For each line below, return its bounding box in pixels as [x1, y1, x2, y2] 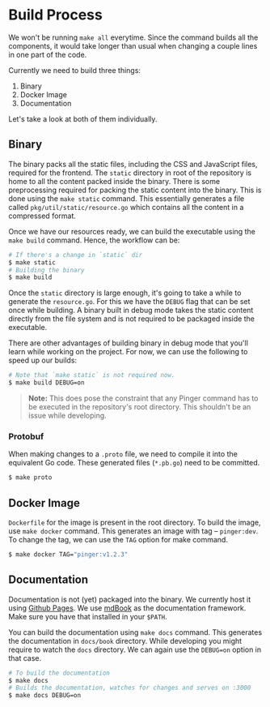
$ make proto [8, 473, 53, 482]
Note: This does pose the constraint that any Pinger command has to [27, 393, 259, 403]
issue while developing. [27, 411, 107, 420]
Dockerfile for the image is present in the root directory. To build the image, [8, 517, 261, 527]
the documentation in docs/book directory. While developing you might [8, 636, 243, 645]
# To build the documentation [8, 669, 111, 677]
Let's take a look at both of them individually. [8, 114, 158, 123]
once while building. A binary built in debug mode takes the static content [8, 306, 254, 315]
